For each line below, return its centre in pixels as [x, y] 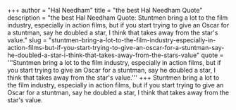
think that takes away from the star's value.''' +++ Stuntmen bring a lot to [113, 78]
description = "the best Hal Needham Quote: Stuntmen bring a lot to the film [118, 18]
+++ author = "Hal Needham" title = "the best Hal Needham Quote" [105, 10]
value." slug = [27, 40]
